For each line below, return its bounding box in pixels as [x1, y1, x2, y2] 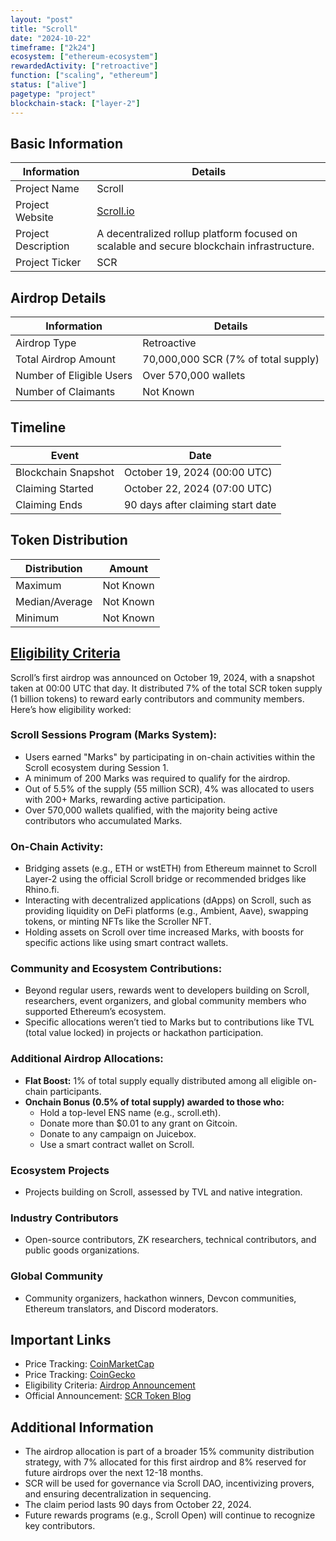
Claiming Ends [15, 497, 83, 511]
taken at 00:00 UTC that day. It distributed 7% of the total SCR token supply [10, 682, 323, 694]
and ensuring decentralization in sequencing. [24, 1488, 212, 1500]
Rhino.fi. [24, 884, 60, 896]
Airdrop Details [10, 289, 107, 306]
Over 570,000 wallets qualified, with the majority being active [24, 804, 278, 816]
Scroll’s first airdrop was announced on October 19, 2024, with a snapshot [10, 671, 315, 683]
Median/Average [15, 594, 93, 608]
